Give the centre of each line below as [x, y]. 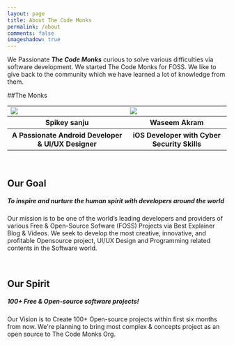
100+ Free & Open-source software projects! [73, 302]
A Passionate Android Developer [67, 135]
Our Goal [27, 183]
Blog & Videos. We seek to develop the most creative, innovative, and [107, 233]
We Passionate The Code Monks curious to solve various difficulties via [110, 59]
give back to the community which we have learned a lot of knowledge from [116, 75]
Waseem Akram [177, 123]
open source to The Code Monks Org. [62, 334]
